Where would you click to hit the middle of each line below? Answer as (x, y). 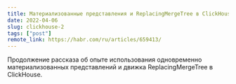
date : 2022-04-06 (33, 20)
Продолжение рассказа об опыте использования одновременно (105, 59)
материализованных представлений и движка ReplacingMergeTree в (110, 67)
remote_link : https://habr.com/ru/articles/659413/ (84, 40)
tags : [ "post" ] (29, 33)
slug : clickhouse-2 (36, 27)
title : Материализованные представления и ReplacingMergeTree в (103, 14)
